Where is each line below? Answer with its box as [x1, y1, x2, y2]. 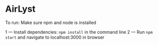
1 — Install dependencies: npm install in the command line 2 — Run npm [5, 29, 153, 35]
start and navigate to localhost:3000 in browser [5, 34, 105, 40]
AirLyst [5, 3, 36, 15]
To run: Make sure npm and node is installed [5, 20, 96, 25]
